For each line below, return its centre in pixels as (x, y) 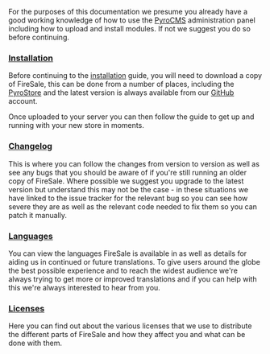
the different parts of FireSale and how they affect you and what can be (127, 335)
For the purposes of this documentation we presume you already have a (128, 12)
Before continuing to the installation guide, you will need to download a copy (135, 76)
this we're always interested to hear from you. (85, 287)
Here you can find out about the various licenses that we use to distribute (130, 326)
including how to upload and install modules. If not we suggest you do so (130, 29)
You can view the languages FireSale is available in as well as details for (128, 253)
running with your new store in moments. (77, 126)
